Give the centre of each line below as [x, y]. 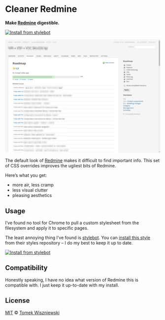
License [17, 300]
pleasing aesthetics [32, 196]
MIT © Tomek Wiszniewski [33, 313]
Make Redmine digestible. [32, 23]
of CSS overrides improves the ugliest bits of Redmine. [61, 166]
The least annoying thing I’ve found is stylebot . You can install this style [78, 238]
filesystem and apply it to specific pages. [47, 228]
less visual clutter [30, 190]
